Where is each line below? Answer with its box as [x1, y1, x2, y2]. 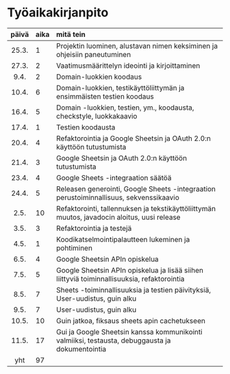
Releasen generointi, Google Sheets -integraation [55, 184, 216, 193]
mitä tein [55, 29, 86, 39]
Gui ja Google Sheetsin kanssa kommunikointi [55, 327, 203, 336]
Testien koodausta [55, 122, 116, 132]
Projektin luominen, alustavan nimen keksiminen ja [55, 41, 218, 51]
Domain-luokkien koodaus [55, 72, 142, 82]
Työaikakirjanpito [7, 5, 109, 21]
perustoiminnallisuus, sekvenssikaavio [55, 192, 179, 202]
